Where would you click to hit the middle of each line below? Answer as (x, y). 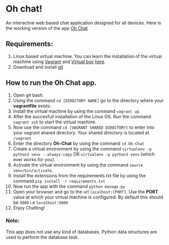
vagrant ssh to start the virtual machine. (55, 122)
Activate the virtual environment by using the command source (78, 165)
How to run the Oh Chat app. (51, 83)
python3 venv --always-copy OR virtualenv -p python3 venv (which (84, 154)
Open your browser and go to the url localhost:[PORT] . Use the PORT (86, 191)
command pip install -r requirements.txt (59, 181)
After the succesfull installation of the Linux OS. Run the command (82, 116)
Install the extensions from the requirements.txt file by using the (79, 175)
